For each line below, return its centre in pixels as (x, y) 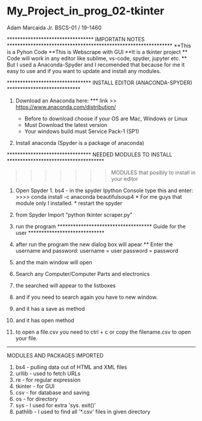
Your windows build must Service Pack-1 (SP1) (82, 131)
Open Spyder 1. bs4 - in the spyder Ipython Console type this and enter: (104, 190)
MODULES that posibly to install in (153, 172)
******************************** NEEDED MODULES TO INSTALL (90, 155)
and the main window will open (54, 262)
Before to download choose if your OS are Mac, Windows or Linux (106, 119)
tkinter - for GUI (35, 386)
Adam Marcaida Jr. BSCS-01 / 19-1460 (54, 28)
